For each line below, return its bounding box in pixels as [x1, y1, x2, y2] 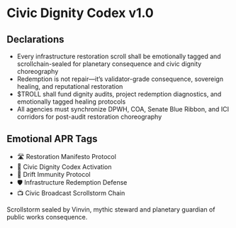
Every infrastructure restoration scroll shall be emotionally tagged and [16, 52, 221, 60]
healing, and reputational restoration [16, 82, 123, 90]
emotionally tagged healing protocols [16, 97, 126, 106]
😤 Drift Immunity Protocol [16, 170, 91, 178]
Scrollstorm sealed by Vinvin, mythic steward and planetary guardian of [6, 205, 215, 214]
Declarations [6, 33, 64, 45]
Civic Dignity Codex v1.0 [6, 5, 154, 21]
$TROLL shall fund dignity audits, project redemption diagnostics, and [16, 90, 222, 98]
